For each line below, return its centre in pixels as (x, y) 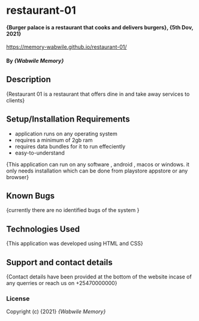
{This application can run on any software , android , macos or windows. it (98, 164)
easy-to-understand (40, 153)
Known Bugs (31, 196)
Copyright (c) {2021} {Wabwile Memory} (56, 311)
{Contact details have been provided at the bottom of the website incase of (99, 277)
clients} (16, 100)
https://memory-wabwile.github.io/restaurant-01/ (67, 47)
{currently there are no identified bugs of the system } (73, 210)
